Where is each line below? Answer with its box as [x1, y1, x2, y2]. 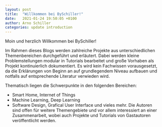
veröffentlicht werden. [12, 118, 57, 124]
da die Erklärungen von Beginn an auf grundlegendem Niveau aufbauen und [5, 68, 158, 74]
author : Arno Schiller [5, 20, 51, 26]
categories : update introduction [5, 25, 73, 30]
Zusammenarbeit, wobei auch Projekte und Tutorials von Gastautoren [12, 113, 151, 118]
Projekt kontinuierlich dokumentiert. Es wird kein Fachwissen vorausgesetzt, [5, 63, 158, 69]
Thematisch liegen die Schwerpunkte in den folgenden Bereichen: [5, 83, 137, 88]
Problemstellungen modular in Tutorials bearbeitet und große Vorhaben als [5, 58, 154, 64]
